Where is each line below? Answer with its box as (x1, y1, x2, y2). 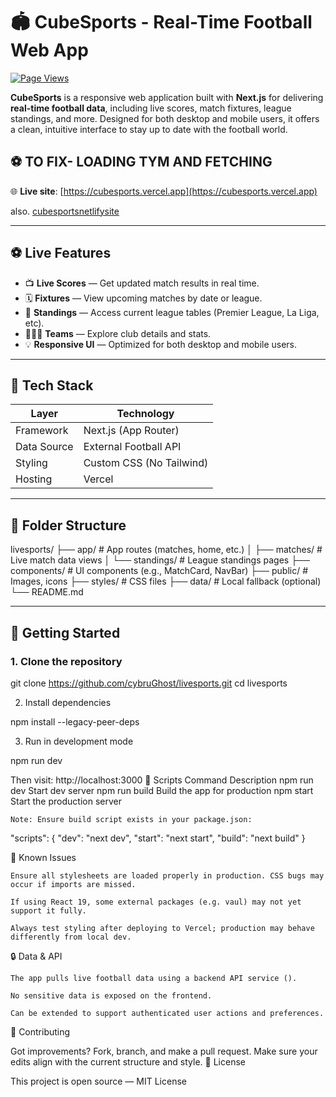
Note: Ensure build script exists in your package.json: (10, 814, 253, 824)
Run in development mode (24, 735, 134, 747)
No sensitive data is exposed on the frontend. (10, 990, 213, 1001)
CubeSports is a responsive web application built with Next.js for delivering (10, 91, 324, 103)
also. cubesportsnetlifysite (10, 205, 120, 217)
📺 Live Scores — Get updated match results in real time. (24, 277, 260, 289)
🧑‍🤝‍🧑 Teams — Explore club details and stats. (24, 327, 212, 339)
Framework (15, 424, 69, 438)
